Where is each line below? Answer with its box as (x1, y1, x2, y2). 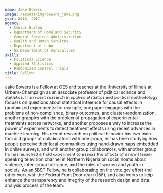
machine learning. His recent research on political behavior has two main (5, 130, 151, 136)
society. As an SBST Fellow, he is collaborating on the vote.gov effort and (5, 167, 152, 173)
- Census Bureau (9, 25, 42, 30)
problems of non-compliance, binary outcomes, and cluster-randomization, (5, 110, 156, 116)
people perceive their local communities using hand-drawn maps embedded (5, 141, 158, 147)
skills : (5, 52, 21, 58)
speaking (5, 156, 24, 162)
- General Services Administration (9, 35, 82, 39)
